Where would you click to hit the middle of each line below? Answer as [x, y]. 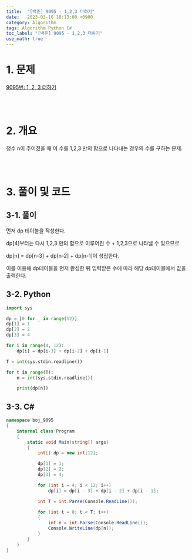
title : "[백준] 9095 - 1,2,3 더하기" [50, 11]
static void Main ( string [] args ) [68, 442]
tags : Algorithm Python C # [39, 28]
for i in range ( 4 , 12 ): [35, 346]
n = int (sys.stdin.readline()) [55, 378]
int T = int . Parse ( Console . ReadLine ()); [87, 501]
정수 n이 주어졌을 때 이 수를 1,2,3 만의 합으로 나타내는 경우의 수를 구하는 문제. [95, 148]
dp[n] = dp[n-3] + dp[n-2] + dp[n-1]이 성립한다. [63, 255]
